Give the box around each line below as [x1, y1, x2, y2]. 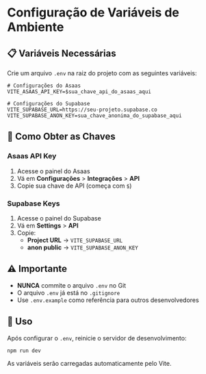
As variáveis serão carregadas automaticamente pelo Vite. [7, 360, 172, 368]
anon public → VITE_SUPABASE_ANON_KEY [27, 243, 138, 251]
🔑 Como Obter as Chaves [7, 131, 116, 142]
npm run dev [7, 347, 41, 354]
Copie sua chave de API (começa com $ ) [16, 182, 132, 190]
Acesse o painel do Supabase [16, 214, 101, 222]
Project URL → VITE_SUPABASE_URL [27, 236, 123, 244]
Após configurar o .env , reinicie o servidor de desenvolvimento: [7, 334, 187, 342]
